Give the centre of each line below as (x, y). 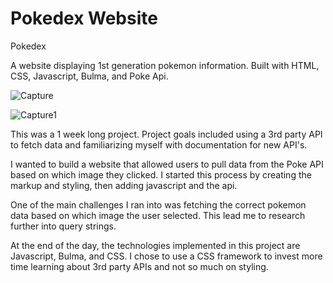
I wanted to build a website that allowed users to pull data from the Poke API (167, 164)
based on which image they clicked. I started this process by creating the (161, 174)
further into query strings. (63, 226)
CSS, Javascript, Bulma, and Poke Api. (89, 76)
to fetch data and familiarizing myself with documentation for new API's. (159, 144)
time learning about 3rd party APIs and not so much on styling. (139, 266)
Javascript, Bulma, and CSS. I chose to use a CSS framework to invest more (166, 256)
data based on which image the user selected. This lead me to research (158, 215)
